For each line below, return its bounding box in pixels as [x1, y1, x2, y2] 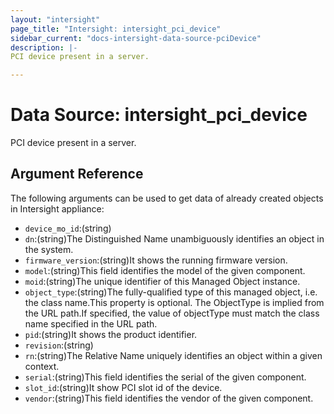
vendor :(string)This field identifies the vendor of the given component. [24, 392, 314, 404]
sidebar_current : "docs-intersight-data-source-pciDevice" [10, 33, 262, 43]
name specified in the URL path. [24, 317, 158, 330]
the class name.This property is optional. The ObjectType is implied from [24, 296, 325, 308]
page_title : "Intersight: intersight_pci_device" [10, 24, 222, 34]
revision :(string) [24, 339, 94, 351]
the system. [24, 243, 74, 255]
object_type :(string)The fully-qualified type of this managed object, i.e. [24, 286, 318, 298]
